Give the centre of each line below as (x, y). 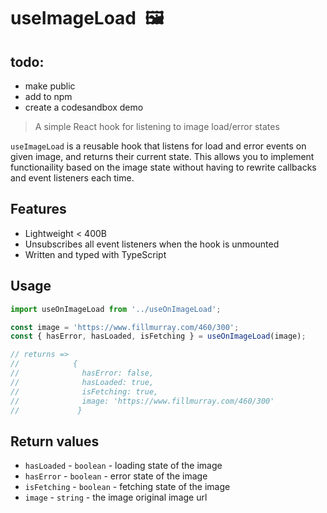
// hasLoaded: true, (82, 382)
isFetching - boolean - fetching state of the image (127, 487)
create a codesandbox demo (84, 107)
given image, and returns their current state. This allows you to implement (162, 156)
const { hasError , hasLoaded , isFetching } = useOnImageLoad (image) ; (158, 336)
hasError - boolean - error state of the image (116, 476)
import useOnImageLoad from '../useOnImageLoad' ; (116, 309)
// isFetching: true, (84, 391)
